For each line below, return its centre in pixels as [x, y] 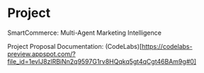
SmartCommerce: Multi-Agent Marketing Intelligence [84, 33]
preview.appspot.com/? [41, 54]
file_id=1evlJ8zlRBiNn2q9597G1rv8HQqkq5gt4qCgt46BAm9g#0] [102, 61]
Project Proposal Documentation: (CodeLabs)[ [75, 46]
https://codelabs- [167, 46]
